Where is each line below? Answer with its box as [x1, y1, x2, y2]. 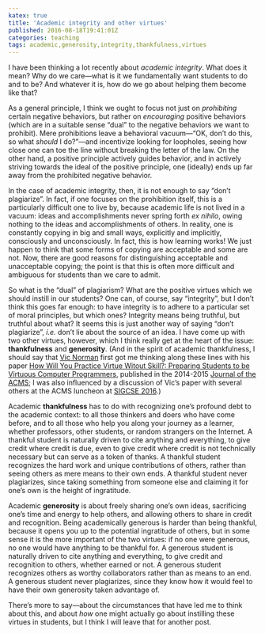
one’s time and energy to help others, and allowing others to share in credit [8, 510, 252, 519]
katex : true [8, 11, 47, 20]
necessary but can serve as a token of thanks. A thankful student [8, 452, 221, 461]
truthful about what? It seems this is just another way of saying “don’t [8, 319, 234, 328]
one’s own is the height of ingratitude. [8, 486, 131, 495]
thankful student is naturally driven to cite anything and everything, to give [8, 435, 251, 445]
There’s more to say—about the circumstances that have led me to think [8, 601, 243, 610]
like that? [8, 88, 38, 97]
